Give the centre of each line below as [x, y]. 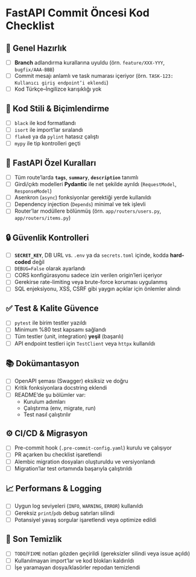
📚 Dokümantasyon [43, 363]
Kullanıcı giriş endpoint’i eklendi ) [62, 83]
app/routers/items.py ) [43, 218]
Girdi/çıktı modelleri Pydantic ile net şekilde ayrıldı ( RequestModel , [95, 184]
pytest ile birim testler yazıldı [50, 323]
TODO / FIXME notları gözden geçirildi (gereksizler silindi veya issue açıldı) [102, 553]
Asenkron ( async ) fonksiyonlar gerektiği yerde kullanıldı [83, 198]
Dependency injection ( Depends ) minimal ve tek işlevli [80, 204]
